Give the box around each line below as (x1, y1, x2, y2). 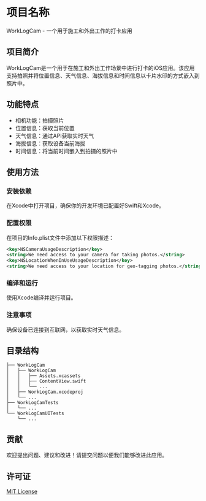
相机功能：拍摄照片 (15, 117, 64, 124)
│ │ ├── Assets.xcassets (6, 373, 81, 379)
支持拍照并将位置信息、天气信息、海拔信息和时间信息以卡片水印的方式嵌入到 (6, 72, 200, 79)
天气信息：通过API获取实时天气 (15, 132, 94, 139)
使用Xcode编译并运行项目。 (6, 294, 77, 301)
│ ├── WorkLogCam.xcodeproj (6, 389, 84, 396)
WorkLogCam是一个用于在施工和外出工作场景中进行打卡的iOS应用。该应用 (6, 64, 195, 71)
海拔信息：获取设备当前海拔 (15, 139, 86, 147)
